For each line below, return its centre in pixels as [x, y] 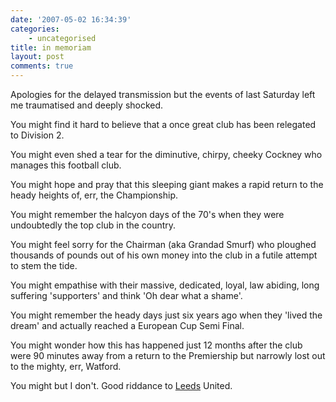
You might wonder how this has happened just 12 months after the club [156, 345]
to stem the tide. [44, 265]
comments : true [42, 66]
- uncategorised [62, 38]
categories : [35, 29]
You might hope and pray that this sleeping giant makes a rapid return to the [167, 184]
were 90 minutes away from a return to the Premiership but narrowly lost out [168, 355]
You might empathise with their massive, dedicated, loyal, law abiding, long [165, 285]
